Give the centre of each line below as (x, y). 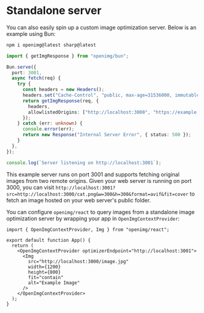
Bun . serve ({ (21, 67)
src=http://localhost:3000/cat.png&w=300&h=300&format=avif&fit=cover (97, 194)
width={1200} (45, 267)
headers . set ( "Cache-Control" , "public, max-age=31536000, (97, 95)
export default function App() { (49, 240)
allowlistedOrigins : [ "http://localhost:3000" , (89, 112)
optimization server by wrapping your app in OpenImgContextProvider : (93, 218)
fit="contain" (46, 277)
